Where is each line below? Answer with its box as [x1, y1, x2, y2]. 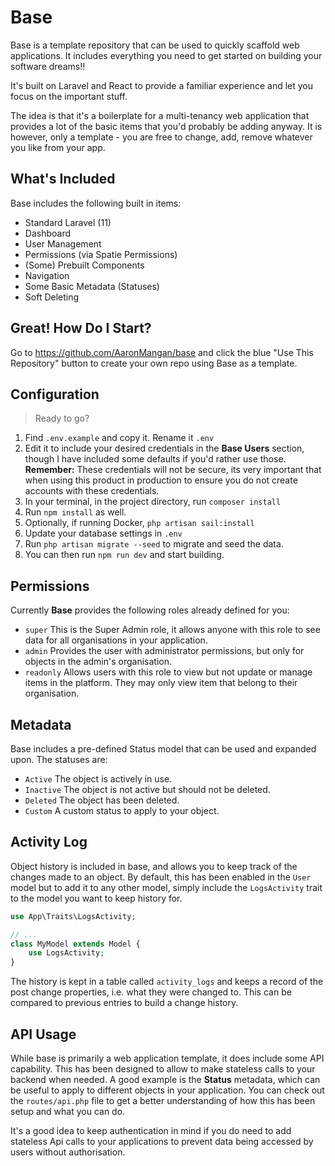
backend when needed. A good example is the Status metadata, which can [10, 1074, 321, 1085]
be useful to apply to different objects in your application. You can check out [10, 1084, 325, 1096]
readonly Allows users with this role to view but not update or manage [24, 666, 313, 678]
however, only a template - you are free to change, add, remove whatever [10, 131, 313, 143]
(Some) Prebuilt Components [24, 259, 145, 271]
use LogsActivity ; [28, 948, 105, 958]
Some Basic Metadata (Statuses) [24, 280, 160, 292]
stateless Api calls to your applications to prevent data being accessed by [10, 1136, 314, 1147]
